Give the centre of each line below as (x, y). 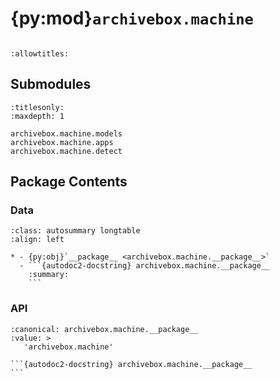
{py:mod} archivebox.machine (132, 18)
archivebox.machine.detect (66, 151)
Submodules (51, 84)
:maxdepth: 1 (37, 116)
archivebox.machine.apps (62, 142)
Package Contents (69, 182)
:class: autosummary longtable (75, 231)
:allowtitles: (40, 53)
